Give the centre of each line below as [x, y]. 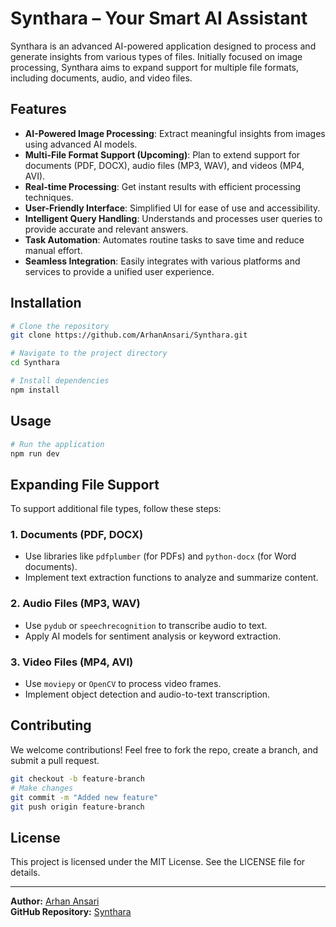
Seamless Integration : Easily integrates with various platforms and [162, 261]
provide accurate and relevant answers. [106, 229]
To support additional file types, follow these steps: [116, 509]
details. [25, 873]
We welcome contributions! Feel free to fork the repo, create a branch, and [164, 749]
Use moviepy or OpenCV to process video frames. [123, 684]
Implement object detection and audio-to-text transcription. [147, 694]
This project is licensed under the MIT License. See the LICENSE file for [158, 862]
